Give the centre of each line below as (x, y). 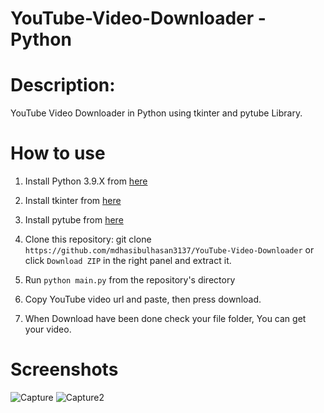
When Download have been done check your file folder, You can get (165, 319)
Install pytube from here (74, 220)
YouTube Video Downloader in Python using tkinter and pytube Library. (156, 113)
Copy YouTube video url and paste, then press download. (143, 299)
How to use (58, 153)
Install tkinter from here (73, 201)
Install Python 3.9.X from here (86, 181)
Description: (63, 85)
